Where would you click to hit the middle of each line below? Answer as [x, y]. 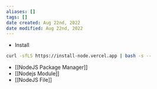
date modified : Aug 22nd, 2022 [45, 28]
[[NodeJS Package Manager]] [51, 67]
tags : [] [17, 17]
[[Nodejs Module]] [37, 74]
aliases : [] [21, 12]
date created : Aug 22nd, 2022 [43, 23]
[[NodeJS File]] [33, 80]
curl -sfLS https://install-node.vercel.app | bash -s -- [79, 56]
